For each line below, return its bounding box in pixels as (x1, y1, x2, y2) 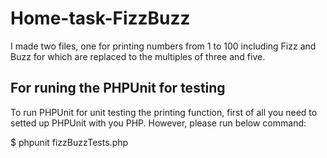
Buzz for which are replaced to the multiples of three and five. (10, 50, 266, 62)
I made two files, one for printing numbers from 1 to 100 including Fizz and (10, 40, 317, 52)
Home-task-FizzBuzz (10, 7, 191, 30)
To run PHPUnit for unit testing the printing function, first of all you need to (10, 106, 318, 118)
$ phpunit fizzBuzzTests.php (10, 136, 129, 148)
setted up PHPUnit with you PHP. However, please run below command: (10, 117, 307, 129)
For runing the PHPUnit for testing (10, 80, 226, 97)
